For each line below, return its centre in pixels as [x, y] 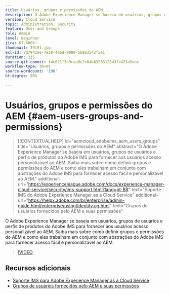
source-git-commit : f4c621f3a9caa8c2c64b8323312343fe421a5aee [72, 62]
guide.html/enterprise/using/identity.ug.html [63, 205]
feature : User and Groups [32, 29]
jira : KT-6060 [20, 43]
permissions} [34, 127]
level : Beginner [22, 39]
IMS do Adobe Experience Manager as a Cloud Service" [76, 195]
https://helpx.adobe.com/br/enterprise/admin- [76, 200]
